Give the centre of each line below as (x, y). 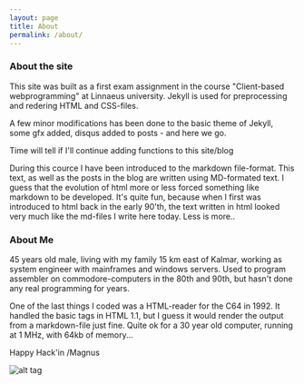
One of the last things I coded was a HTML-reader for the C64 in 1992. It (145, 306)
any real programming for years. (69, 288)
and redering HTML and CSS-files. (74, 105)
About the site (41, 66)
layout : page (34, 18)
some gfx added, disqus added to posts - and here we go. (118, 133)
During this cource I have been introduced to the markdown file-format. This (152, 168)
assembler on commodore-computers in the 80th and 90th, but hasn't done (151, 279)
